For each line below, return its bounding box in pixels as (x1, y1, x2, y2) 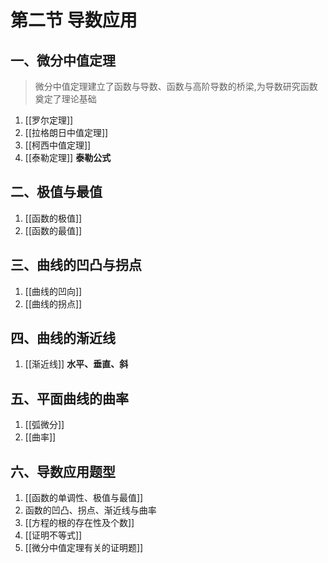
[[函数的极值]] (24, 212, 83, 224)
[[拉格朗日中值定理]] (24, 127, 109, 138)
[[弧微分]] (24, 419, 65, 431)
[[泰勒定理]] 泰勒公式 (24, 152, 112, 163)
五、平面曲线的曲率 (10, 390, 129, 407)
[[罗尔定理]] (24, 114, 74, 126)
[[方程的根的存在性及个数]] (24, 517, 135, 529)
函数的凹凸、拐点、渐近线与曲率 (24, 504, 157, 516)
